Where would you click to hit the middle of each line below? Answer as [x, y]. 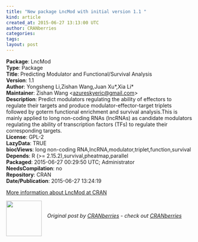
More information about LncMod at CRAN [57, 192]
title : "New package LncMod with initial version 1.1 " [76, 12]
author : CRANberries [32, 28]
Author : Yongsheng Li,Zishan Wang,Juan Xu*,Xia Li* [70, 86]
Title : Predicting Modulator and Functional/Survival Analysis [79, 74]
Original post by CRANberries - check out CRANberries [114, 215]
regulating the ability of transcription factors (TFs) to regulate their [87, 124]
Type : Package [25, 67]
